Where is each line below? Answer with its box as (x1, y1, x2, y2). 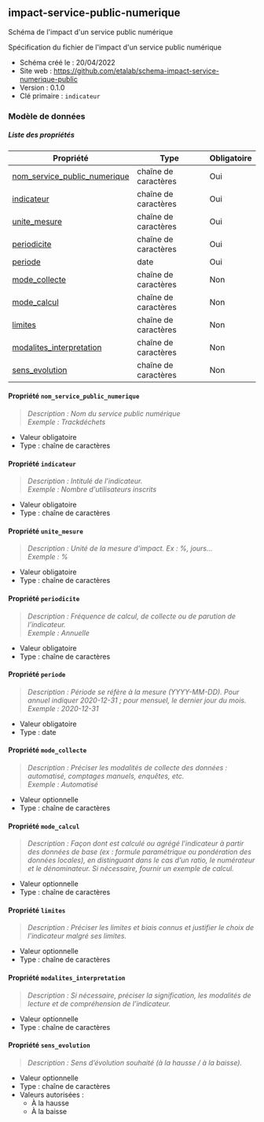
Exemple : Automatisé (27, 779, 98, 789)
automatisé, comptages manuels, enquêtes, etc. (27, 771, 185, 781)
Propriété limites (8, 905, 66, 915)
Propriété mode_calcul (8, 821, 80, 831)
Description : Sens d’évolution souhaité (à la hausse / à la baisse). (27, 1057, 242, 1067)
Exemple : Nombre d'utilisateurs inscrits (27, 485, 157, 494)
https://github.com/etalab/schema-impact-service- (53, 66, 220, 76)
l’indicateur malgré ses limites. (27, 932, 127, 941)
